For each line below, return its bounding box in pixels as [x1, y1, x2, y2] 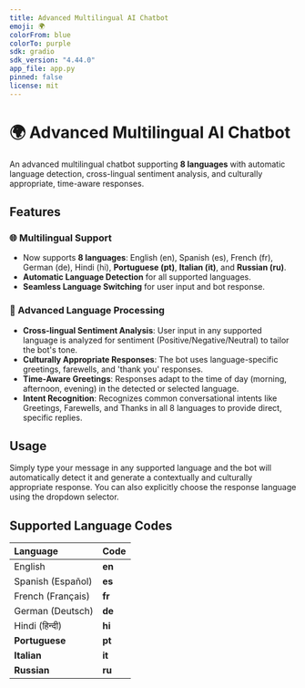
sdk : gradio [9, 47, 55, 56]
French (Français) [14, 590, 90, 602]
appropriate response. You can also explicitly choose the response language [9, 482, 297, 493]
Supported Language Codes [9, 518, 173, 533]
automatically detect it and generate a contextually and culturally [9, 472, 253, 483]
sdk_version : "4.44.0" [9, 56, 96, 65]
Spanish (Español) [14, 575, 93, 588]
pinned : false [9, 73, 64, 82]
